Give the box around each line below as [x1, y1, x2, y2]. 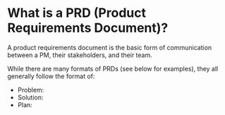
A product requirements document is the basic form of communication [7, 43, 212, 52]
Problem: [17, 85, 44, 94]
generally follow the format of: [7, 72, 95, 80]
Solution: [17, 93, 44, 102]
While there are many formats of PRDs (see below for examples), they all [7, 64, 219, 73]
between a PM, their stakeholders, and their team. [7, 51, 153, 59]
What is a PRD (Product [7, 5, 147, 21]
